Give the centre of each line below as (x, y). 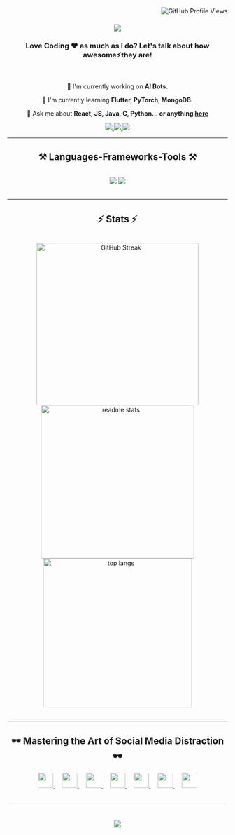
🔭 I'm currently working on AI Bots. (117, 86)
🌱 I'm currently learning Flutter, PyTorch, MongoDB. (117, 100)
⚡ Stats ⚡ (117, 219)
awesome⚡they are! (117, 55)
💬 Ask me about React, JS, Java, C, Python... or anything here (117, 114)
